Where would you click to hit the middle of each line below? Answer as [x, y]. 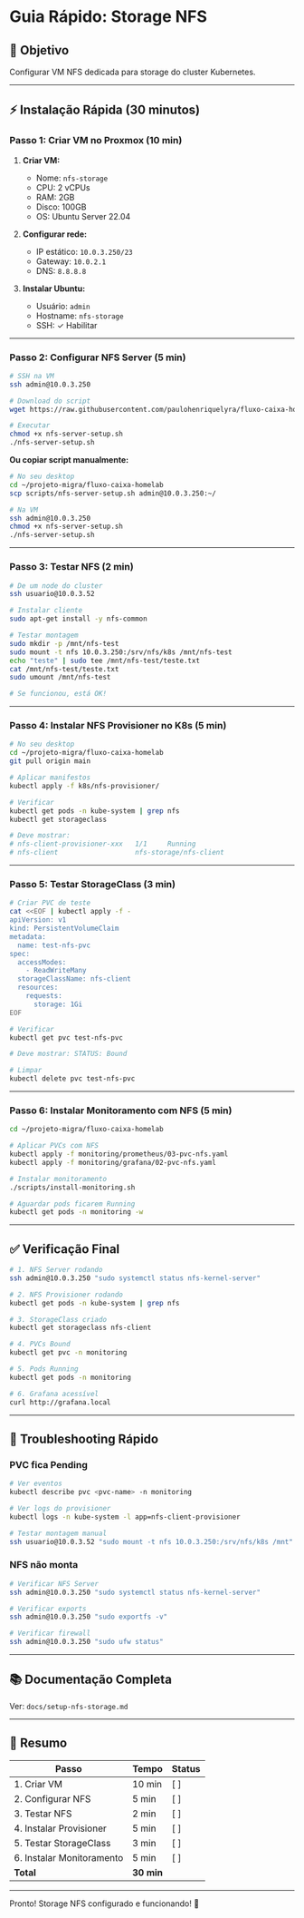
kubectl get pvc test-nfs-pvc [66, 1037]
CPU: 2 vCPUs [63, 187]
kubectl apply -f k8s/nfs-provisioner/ [85, 786]
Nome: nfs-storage [72, 178]
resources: [38, 988]
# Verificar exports [48, 1609]
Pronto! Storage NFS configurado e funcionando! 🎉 [104, 1903]
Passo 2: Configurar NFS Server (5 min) [98, 357]
